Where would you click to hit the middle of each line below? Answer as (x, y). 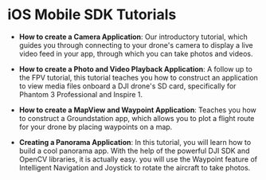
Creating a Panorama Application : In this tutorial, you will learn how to (135, 142)
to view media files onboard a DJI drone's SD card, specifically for (127, 86)
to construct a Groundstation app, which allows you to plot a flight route (137, 118)
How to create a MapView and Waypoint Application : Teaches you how (137, 110)
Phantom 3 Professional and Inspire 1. (80, 94)
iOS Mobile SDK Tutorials (92, 15)
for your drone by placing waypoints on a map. (96, 127)
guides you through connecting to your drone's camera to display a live (136, 45)
